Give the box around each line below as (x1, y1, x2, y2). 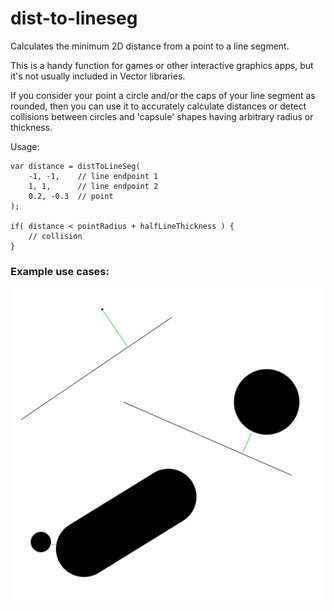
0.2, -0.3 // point (28, 191, 114, 201)
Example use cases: (10, 264, 110, 278)
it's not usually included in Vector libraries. (10, 70, 186, 82)
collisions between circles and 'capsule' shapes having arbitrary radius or (10, 110, 314, 122)
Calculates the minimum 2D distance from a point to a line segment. (10, 40, 290, 52)
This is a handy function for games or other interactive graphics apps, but (10, 59, 314, 71)
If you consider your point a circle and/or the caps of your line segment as (10, 89, 316, 101)
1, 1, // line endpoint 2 (28, 181, 159, 191)
